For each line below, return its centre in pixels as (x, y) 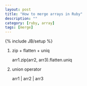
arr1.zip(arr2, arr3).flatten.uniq (42, 60)
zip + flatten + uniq (31, 51)
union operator (27, 69)
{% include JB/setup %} (29, 41)
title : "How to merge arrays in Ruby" (44, 14)
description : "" (21, 18)
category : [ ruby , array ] (30, 23)
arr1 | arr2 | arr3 (28, 79)
